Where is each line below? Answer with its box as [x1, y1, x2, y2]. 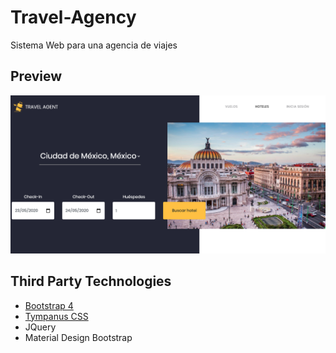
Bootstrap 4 [24, 299, 74, 311]
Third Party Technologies [10, 273, 172, 290]
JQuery [24, 321, 57, 333]
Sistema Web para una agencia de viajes [10, 39, 178, 51]
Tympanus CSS [24, 310, 89, 322]
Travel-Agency [10, 6, 137, 29]
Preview [10, 68, 63, 85]
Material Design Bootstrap [24, 331, 133, 343]
